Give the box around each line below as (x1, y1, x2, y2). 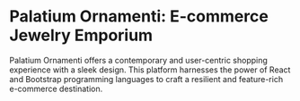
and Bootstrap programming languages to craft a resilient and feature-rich (9, 73, 284, 84)
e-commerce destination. (9, 83, 103, 94)
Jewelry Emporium (9, 25, 154, 46)
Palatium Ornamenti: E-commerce (9, 6, 269, 27)
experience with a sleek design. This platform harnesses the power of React (9, 64, 291, 75)
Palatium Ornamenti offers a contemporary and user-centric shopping (9, 55, 268, 65)
